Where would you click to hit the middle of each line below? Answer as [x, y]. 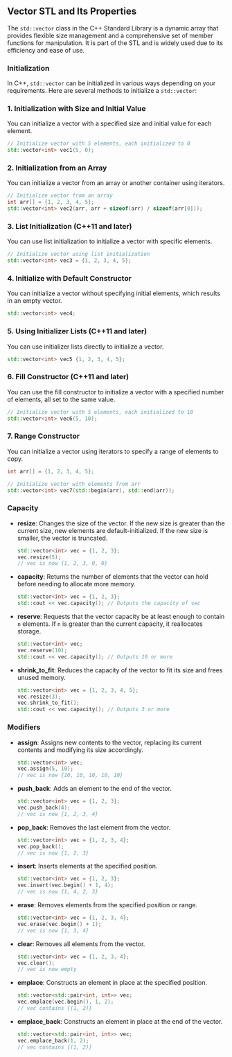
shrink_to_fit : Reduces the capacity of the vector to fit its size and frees [120, 670]
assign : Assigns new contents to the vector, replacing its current [109, 742]
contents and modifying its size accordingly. [80, 750]
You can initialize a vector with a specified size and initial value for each [109, 123]
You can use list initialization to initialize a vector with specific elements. [110, 241]
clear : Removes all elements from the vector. [81, 944]
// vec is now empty [47, 970]
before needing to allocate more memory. [77, 584]
